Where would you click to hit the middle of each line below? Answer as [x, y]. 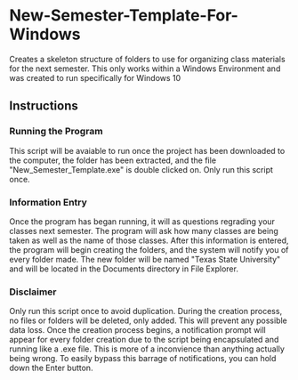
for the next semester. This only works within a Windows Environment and [145, 69]
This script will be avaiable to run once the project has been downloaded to [147, 150]
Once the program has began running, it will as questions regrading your [142, 221]
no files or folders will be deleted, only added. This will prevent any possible [148, 320]
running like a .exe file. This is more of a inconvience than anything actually [147, 349]
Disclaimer [33, 292]
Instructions [44, 106]
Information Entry [48, 202]
